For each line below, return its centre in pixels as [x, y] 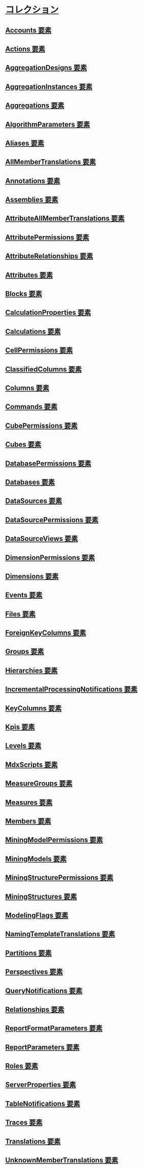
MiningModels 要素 [36, 859]
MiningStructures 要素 [41, 896]
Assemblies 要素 [32, 200]
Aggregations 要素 [35, 106]
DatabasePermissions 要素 [48, 463]
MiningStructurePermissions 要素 [59, 878]
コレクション [32, 10]
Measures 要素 [29, 802]
